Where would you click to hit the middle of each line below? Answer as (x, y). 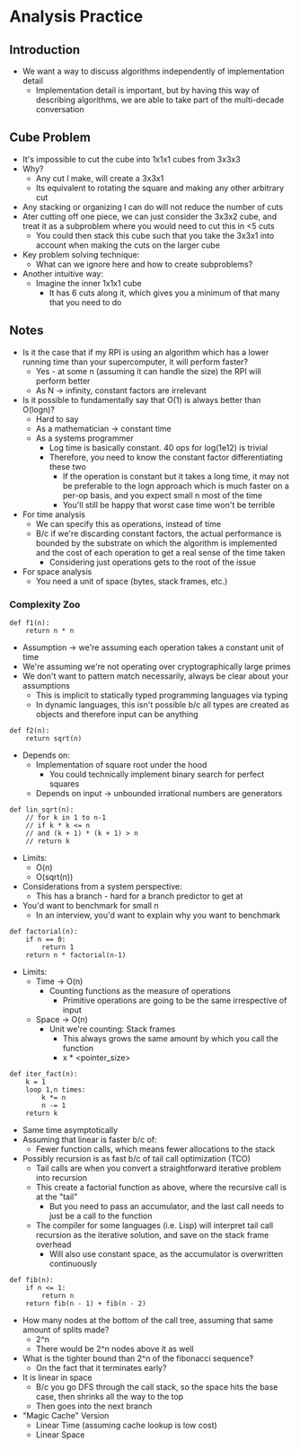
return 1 (58, 947)
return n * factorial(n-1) (76, 955)
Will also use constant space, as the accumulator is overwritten (166, 1253)
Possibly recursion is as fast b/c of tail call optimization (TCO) (137, 1158)
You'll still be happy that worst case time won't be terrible (169, 505)
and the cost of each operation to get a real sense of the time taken (160, 552)
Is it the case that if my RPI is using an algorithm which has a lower (146, 352)
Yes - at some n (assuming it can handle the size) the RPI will (149, 371)
